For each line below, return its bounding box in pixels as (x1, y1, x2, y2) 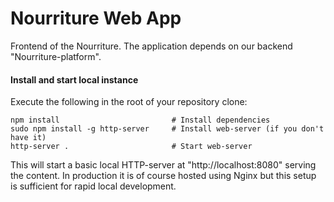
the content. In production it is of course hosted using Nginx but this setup (10, 170, 317, 182)
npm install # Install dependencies (10, 115, 271, 126)
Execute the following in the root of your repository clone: (10, 96, 248, 108)
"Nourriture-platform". (10, 50, 102, 62)
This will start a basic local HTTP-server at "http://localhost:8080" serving (10, 159, 317, 171)
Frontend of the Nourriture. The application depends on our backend (10, 40, 293, 52)
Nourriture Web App (10, 7, 182, 30)
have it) (10, 133, 47, 143)
